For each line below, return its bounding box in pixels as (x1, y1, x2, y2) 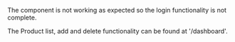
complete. (7, 13, 37, 22)
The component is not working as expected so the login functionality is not (7, 6, 226, 14)
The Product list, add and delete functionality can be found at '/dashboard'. (7, 27, 228, 35)
